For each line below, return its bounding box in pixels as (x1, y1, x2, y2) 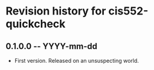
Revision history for (5, 4, 106, 18)
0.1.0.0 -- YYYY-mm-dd (5, 41, 98, 51)
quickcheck (5, 17, 66, 31)
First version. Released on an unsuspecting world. (14, 57, 140, 64)
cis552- (108, 4, 149, 18)
